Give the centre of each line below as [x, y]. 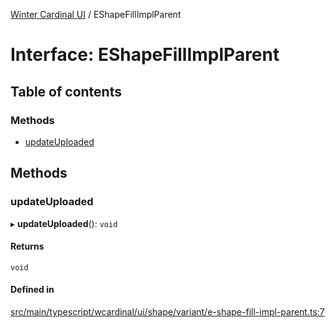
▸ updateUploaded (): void [64, 223]
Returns [27, 246]
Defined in [32, 290]
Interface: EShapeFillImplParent [145, 55]
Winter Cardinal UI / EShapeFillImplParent [96, 14]
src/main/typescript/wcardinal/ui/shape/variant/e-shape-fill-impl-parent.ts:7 [167, 311]
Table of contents [66, 91]
